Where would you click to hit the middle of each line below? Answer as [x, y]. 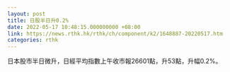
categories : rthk [33, 40]
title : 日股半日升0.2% [38, 20]
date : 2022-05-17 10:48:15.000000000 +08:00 [74, 27]
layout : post [27, 14]
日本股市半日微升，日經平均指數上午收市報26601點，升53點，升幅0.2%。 [115, 61]
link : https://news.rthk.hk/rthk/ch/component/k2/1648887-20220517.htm [115, 34]
